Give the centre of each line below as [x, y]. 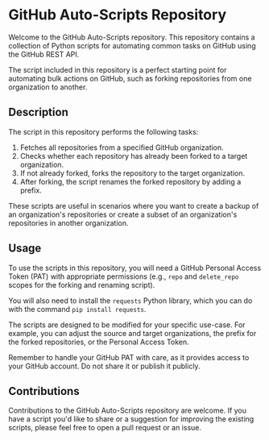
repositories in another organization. [68, 222]
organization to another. [48, 87]
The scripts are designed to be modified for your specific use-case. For [127, 325]
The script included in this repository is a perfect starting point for [118, 69]
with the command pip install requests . [77, 309]
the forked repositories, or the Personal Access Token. [99, 342]
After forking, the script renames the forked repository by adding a [130, 181]
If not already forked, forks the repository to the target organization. [132, 173]
